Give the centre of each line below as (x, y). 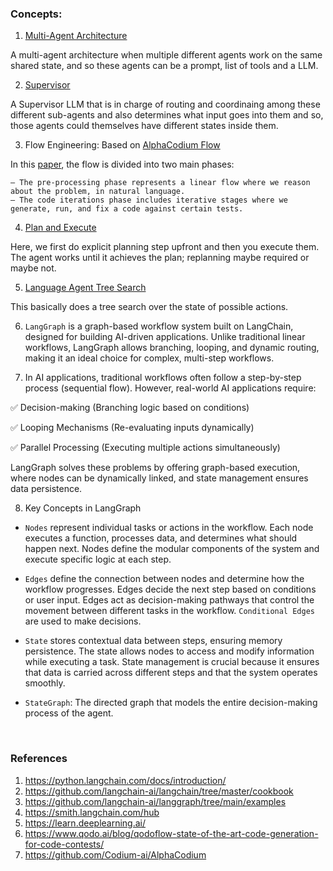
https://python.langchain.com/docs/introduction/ (125, 780)
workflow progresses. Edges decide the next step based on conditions (170, 589)
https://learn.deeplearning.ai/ (85, 823)
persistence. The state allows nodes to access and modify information (169, 651)
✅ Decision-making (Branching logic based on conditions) (130, 408)
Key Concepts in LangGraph (83, 508)
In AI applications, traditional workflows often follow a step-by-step (163, 378)
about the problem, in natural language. (98, 192)
